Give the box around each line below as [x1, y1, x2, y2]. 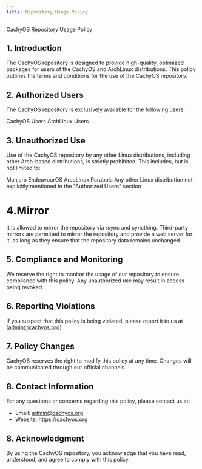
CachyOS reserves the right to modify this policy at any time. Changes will [6, 357, 192, 365]
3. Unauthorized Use [6, 135, 86, 146]
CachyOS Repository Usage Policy [6, 26, 93, 33]
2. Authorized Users [6, 89, 84, 100]
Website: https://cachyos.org [15, 416, 88, 423]
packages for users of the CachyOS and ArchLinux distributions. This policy [6, 66, 196, 73]
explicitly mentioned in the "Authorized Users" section [6, 183, 141, 190]
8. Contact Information [6, 381, 94, 392]
